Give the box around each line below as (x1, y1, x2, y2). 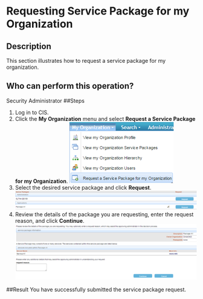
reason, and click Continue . (14, 217, 85, 224)
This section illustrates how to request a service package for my (6, 57, 166, 64)
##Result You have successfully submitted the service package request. (6, 286, 186, 293)
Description (6, 41, 51, 51)
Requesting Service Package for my (6, 4, 190, 18)
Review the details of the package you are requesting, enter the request (14, 210, 194, 218)
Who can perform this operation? (6, 81, 134, 91)
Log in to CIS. (14, 109, 50, 116)
